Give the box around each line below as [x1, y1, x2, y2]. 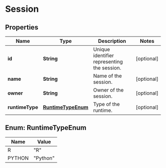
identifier [93, 52, 114, 59]
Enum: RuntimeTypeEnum [5, 124, 86, 132]
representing [93, 58, 123, 65]
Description [98, 38, 126, 44]
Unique [93, 46, 110, 53]
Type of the [93, 101, 120, 107]
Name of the [93, 72, 122, 79]
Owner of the [93, 87, 124, 93]
